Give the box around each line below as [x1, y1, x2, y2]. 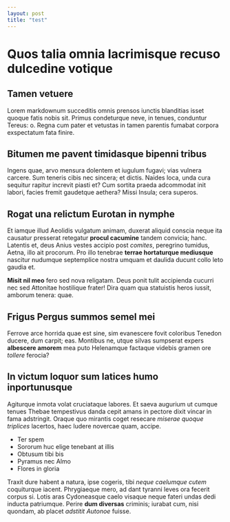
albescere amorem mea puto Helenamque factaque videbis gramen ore [7, 343, 211, 351]
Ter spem [17, 435, 45, 444]
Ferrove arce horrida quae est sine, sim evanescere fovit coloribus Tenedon [7, 329, 222, 337]
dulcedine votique [7, 61, 113, 76]
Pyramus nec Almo [17, 457, 71, 465]
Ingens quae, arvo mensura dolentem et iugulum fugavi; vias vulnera [7, 166, 202, 175]
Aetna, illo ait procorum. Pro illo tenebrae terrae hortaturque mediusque [7, 248, 213, 257]
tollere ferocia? [7, 351, 50, 359]
